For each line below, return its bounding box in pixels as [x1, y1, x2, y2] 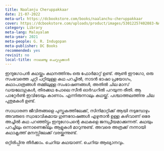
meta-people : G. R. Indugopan [5, 39, 67, 44]
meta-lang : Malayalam [5, 30, 49, 35]
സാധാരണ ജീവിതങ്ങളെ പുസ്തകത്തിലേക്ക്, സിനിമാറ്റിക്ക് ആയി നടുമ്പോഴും [5, 108, 150, 114]
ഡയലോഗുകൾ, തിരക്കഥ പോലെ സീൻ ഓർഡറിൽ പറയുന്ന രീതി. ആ [5, 87, 142, 93]
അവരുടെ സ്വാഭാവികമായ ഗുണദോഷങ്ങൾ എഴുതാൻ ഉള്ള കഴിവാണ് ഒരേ [5, 113, 150, 119]
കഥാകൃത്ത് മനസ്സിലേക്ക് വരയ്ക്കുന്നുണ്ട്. [5, 130, 78, 136]
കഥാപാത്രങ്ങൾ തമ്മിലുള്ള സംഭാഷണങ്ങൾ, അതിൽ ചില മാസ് [5, 82, 129, 87]
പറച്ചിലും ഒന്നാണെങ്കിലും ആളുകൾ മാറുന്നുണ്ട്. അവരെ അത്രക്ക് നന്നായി [5, 124, 146, 130]
